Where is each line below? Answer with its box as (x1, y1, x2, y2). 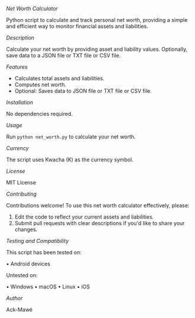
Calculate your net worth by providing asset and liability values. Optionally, (6, 46, 188, 53)
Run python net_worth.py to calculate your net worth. (6, 133, 136, 140)
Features (6, 63, 28, 70)
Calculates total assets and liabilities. (14, 75, 105, 82)
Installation (6, 99, 34, 106)
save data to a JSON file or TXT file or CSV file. (6, 52, 121, 59)
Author (6, 295, 23, 301)
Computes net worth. (14, 81, 67, 88)
